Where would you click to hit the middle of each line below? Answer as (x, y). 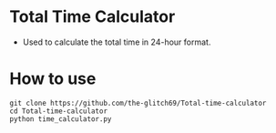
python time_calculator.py (61, 119)
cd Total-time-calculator (58, 111)
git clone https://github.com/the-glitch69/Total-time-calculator (138, 103)
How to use (53, 79)
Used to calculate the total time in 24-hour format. (117, 42)
